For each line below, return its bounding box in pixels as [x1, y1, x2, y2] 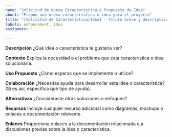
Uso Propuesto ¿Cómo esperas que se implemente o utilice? [5, 70, 134, 77]
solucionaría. [5, 60, 33, 66]
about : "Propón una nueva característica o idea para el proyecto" [5, 12, 153, 17]
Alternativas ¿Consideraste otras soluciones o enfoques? [5, 96, 127, 102]
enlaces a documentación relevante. [5, 111, 82, 117]
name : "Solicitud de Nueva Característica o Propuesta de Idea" [5, 7, 145, 13]
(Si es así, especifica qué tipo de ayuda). [5, 85, 91, 92]
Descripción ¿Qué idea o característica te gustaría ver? [5, 45, 122, 51]
